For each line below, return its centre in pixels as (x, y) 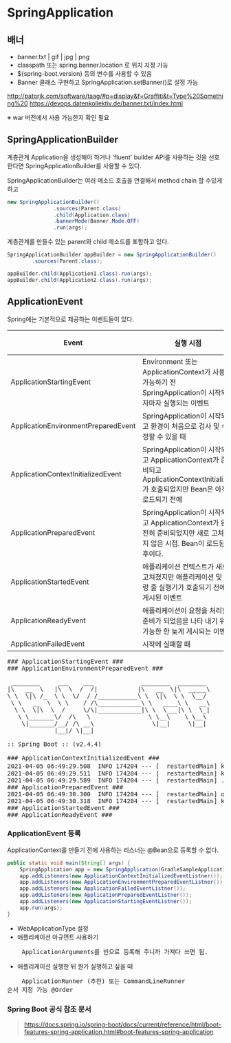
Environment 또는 (170, 361)
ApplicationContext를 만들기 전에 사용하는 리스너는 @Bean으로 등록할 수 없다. (113, 850)
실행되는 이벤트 (186, 403)
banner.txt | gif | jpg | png (53, 57)
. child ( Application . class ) (92, 215)
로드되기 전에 (162, 499)
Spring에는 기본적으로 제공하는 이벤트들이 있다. (70, 319)
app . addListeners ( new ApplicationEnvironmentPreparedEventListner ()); (123, 882)
